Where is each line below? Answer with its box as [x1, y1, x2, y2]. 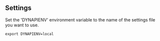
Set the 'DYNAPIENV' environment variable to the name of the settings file [5, 17, 156, 22]
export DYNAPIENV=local [5, 31, 54, 36]
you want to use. [5, 22, 39, 28]
